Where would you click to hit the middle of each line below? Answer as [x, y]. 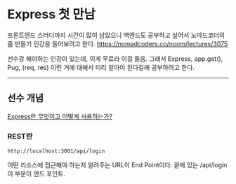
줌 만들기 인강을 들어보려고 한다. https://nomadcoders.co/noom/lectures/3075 [118, 43]
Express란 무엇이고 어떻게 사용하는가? [60, 116]
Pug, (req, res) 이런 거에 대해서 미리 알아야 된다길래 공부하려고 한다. [101, 67]
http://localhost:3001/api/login [56, 151]
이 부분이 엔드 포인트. [36, 174]
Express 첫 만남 [52, 14]
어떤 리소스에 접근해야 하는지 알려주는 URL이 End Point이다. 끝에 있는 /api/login [117, 165]
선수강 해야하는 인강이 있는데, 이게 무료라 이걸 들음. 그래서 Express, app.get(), [115, 58]
